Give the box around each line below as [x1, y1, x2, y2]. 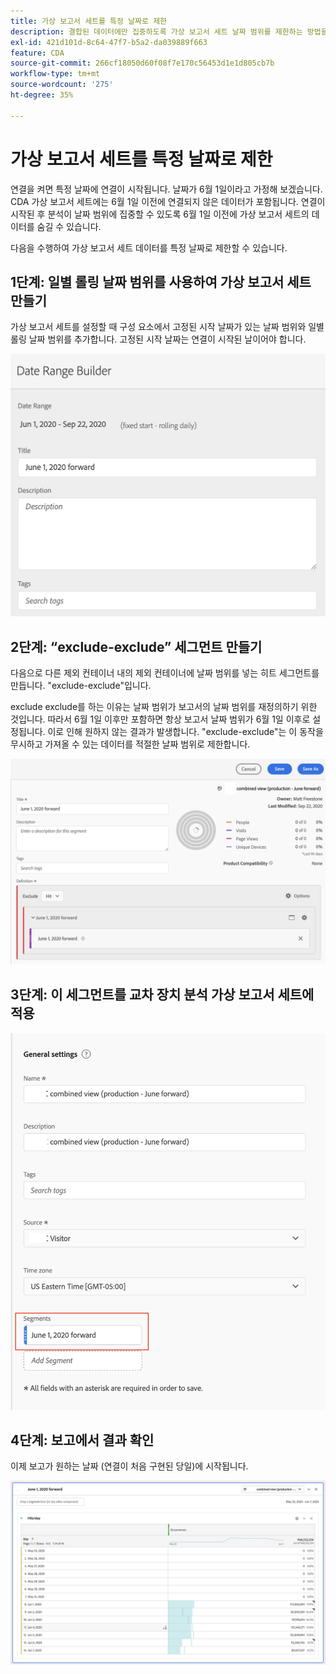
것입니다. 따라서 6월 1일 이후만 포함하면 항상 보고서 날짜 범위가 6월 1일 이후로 [10, 713, 311, 725]
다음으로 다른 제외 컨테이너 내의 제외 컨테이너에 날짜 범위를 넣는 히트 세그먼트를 [10, 667, 320, 679]
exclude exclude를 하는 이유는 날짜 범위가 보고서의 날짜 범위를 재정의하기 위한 [10, 701, 318, 713]
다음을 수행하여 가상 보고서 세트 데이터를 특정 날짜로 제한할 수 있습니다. [10, 241, 288, 254]
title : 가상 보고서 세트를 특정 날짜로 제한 [10, 16, 168, 26]
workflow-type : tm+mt [10, 69, 101, 79]
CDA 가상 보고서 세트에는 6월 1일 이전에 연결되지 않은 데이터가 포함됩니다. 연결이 [10, 195, 326, 207]
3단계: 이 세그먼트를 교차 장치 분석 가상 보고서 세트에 [10, 986, 315, 1004]
